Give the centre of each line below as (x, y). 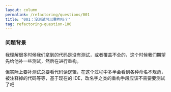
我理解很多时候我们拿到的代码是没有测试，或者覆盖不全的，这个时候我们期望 (85, 55)
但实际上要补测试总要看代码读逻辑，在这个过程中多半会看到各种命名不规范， (85, 72)
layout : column (21, 10)
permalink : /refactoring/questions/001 (48, 15)
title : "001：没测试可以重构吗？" (38, 19)
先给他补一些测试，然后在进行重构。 (43, 61)
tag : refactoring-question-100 (38, 24)
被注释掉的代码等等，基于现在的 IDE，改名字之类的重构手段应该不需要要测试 (85, 78)
